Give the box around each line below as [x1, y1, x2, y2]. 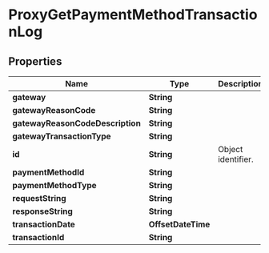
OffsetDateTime [148, 219, 211, 230]
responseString [12, 206, 74, 217]
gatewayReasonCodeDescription [12, 118, 142, 129]
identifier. [217, 154, 254, 165]
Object [217, 144, 243, 155]
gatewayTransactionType [12, 131, 111, 142]
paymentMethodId [12, 167, 85, 178]
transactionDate [12, 219, 76, 230]
